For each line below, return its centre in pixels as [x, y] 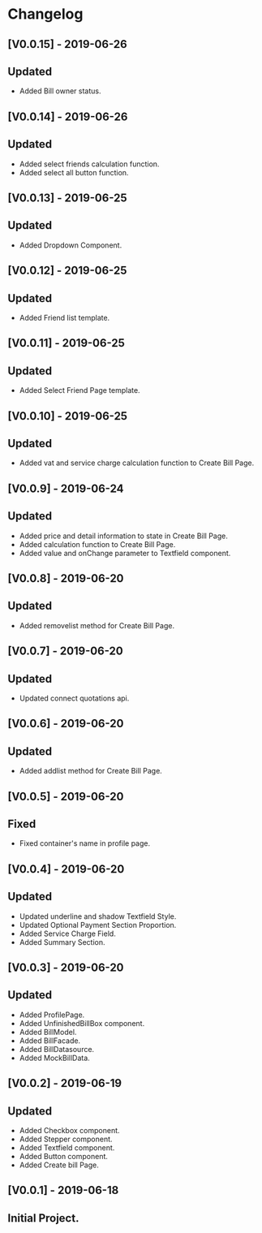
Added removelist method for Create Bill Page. [97, 625]
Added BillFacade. [50, 1041]
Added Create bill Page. [59, 1165]
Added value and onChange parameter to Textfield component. [125, 553]
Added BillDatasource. [57, 1049]
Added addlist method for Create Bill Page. [91, 771]
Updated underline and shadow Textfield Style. [98, 916]
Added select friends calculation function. [89, 164]
